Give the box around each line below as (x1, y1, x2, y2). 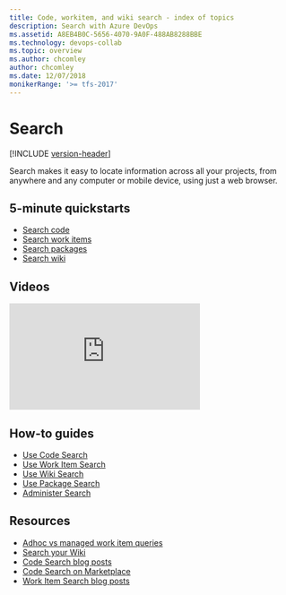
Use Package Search (22, 479, 100, 488)
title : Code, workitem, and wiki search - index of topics (9, 13, 235, 22)
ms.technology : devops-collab (9, 38, 123, 47)
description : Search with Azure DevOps (9, 22, 159, 30)
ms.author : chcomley (9, 55, 87, 64)
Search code (22, 225, 70, 236)
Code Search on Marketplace (22, 565, 132, 576)
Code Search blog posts (22, 556, 112, 567)
